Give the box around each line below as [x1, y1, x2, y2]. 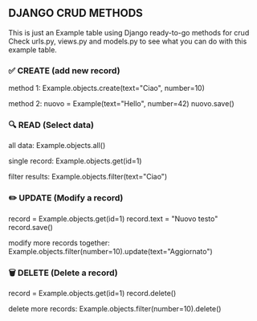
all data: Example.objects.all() [8, 141, 106, 150]
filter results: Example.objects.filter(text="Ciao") [8, 172, 167, 182]
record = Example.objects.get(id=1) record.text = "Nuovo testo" [8, 213, 218, 224]
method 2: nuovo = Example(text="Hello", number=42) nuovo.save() [8, 99, 235, 109]
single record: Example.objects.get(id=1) [8, 156, 142, 166]
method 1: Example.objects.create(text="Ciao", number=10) [8, 84, 205, 93]
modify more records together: [8, 237, 110, 248]
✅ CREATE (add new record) [8, 64, 120, 76]
